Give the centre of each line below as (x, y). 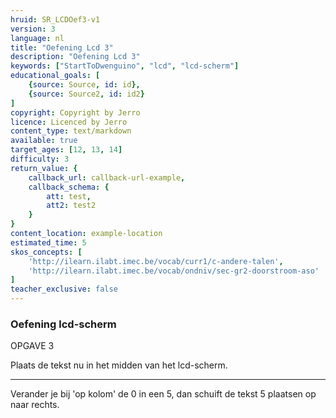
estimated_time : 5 (48, 242)
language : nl (37, 38)
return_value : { (44, 168)
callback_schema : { (69, 187)
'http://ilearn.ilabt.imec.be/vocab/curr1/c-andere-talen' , (156, 261)
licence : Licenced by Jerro (69, 122)
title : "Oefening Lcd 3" (62, 47)
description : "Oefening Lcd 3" (75, 57)
